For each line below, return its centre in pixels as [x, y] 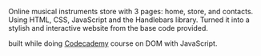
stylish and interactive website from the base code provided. [108, 28]
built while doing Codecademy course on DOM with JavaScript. [113, 43]
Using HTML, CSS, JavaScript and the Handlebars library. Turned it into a [129, 20]
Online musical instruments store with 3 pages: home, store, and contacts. [131, 11]
